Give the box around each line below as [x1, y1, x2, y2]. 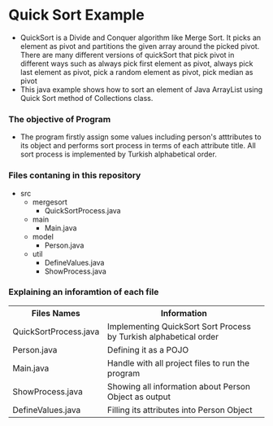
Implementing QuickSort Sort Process [106, 320, 252, 332]
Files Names [31, 307, 81, 318]
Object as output [106, 391, 171, 402]
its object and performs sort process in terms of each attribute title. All [19, 141, 256, 151]
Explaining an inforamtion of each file [8, 287, 159, 298]
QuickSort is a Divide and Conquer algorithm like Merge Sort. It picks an [19, 33, 262, 42]
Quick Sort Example [8, 6, 145, 24]
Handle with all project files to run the [106, 357, 250, 368]
